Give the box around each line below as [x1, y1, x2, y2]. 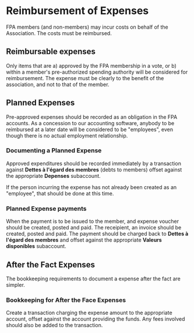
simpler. [6, 281, 25, 288]
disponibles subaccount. [6, 243, 66, 250]
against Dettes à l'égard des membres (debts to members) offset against [6, 166, 182, 173]
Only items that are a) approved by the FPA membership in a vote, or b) [6, 62, 177, 69]
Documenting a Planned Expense [6, 146, 102, 155]
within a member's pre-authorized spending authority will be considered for [6, 68, 188, 75]
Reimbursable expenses [6, 47, 96, 57]
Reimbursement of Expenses [6, 4, 149, 18]
